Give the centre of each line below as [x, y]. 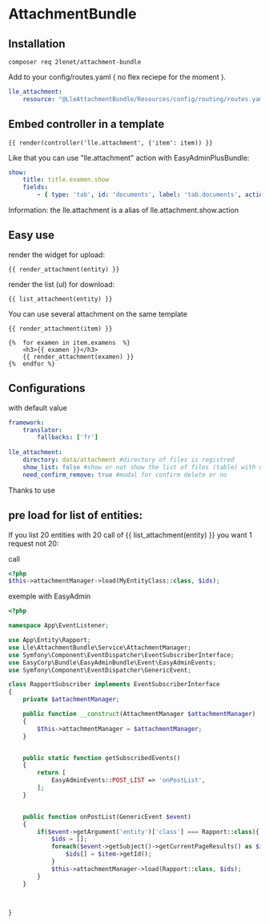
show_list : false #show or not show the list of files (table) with [139, 467]
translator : [42, 430]
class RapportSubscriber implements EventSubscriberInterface [114, 685]
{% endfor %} [32, 364]
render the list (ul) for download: [62, 284]
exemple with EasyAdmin [50, 596]
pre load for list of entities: [75, 515]
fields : [35, 187]
